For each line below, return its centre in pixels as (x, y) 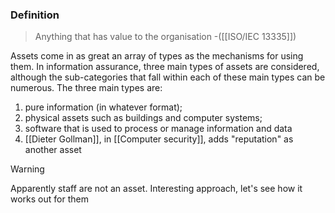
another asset (53, 150)
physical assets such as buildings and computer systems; (143, 118)
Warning (27, 169)
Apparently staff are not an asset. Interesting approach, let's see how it (156, 189)
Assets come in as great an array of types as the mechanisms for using (157, 56)
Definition (35, 15)
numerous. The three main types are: (86, 88)
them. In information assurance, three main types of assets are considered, (165, 67)
